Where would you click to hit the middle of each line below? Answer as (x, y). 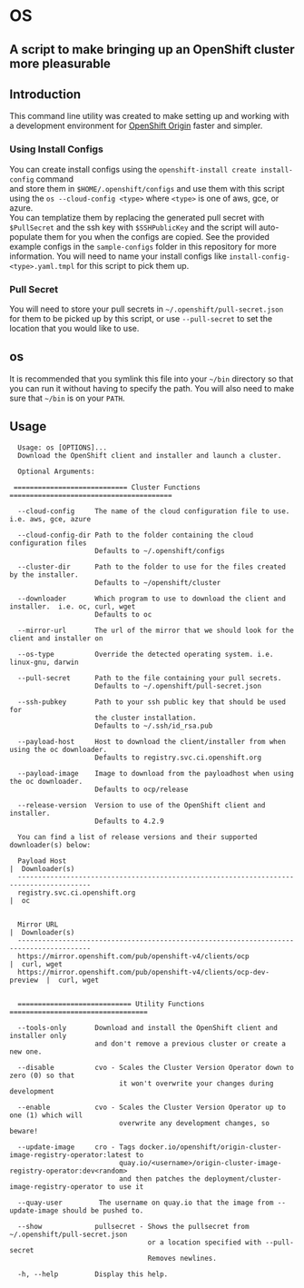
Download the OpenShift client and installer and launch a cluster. (150, 455)
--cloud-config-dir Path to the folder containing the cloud (136, 535)
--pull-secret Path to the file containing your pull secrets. (150, 678)
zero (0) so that (42, 1075)
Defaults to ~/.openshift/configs (160, 550)
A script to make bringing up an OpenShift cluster (152, 50)
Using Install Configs (57, 149)
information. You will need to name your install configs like (118, 256)
